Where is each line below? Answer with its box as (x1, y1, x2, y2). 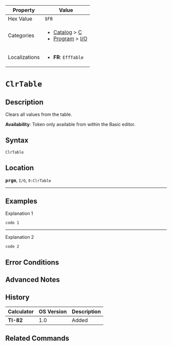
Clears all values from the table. (5, 111, 73, 117)
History (5, 293, 30, 301)
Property (12, 7, 35, 13)
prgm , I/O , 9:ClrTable (5, 177, 51, 184)
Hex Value (8, 15, 32, 22)
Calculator (8, 308, 34, 315)
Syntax (5, 136, 29, 145)
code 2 (5, 244, 19, 249)
